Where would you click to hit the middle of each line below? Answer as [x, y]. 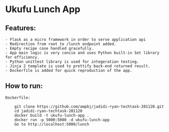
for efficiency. [22, 57]
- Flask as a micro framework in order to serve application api [75, 39]
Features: [21, 28]
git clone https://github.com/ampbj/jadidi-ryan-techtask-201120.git [89, 106]
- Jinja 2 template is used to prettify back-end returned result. [78, 66]
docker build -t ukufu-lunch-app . [52, 115]
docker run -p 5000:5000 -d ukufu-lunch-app [62, 120]
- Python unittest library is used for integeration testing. [72, 62]
